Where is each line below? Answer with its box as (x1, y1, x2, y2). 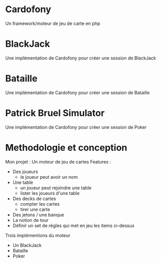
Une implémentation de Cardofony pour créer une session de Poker (5, 124, 147, 130)
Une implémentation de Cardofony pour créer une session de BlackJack (5, 55, 156, 61)
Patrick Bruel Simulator (5, 108, 105, 119)
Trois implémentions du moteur (5, 232, 71, 238)
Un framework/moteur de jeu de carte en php (5, 20, 101, 26)
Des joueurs (12, 169, 38, 175)
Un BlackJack (12, 242, 42, 248)
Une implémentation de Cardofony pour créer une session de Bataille (5, 89, 150, 95)
